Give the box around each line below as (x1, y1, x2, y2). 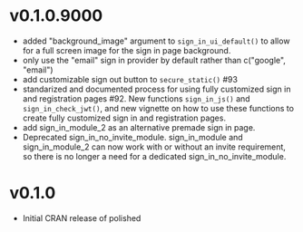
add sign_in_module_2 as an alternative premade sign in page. (22, 121, 256, 132)
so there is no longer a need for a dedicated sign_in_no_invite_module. (22, 150, 287, 161)
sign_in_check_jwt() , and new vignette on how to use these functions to (22, 102, 295, 113)
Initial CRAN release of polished (22, 212, 142, 223)
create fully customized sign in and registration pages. (22, 112, 227, 123)
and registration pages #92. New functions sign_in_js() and (22, 92, 251, 104)
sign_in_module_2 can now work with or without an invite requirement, (22, 141, 286, 152)
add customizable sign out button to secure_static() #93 (22, 73, 239, 84)
